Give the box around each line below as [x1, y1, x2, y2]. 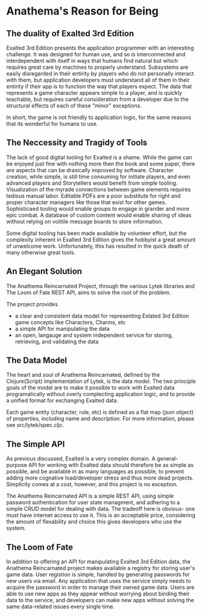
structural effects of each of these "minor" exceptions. [6, 102, 142, 109]
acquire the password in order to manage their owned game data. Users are [6, 584, 195, 591]
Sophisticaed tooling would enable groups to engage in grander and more [6, 205, 190, 212]
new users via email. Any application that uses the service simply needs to [6, 577, 191, 585]
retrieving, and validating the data [14, 338, 99, 345]
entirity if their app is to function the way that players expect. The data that [6, 83, 192, 90]
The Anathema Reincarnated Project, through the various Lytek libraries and [6, 282, 195, 289]
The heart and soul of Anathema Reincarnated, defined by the [6, 371, 160, 379]
